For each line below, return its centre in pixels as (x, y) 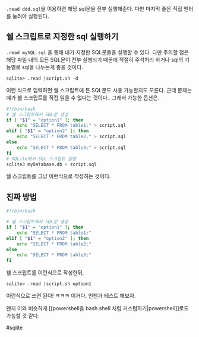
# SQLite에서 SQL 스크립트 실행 (41, 159)
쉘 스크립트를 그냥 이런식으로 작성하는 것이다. (59, 176)
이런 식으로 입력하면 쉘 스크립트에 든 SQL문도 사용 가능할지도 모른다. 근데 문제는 (99, 90)
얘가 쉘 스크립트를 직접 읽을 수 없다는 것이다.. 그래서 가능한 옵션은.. (84, 98)
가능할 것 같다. (23, 316)
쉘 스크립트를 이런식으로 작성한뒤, (45, 273)
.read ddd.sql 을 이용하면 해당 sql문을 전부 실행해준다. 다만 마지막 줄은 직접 (94, 9)
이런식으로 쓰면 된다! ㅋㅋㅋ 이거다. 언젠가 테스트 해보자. (71, 296)
